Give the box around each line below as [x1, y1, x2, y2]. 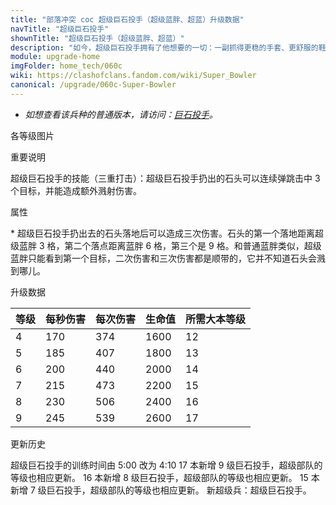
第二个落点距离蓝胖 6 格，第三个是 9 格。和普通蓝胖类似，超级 [64, 239, 322, 251]
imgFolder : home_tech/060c [10, 61, 123, 71]
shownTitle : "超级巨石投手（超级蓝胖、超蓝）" [10, 33, 185, 43]
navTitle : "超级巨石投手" [10, 24, 110, 34]
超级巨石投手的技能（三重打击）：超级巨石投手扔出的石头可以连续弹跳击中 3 [10, 172, 321, 184]
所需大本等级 [185, 312, 247, 326]
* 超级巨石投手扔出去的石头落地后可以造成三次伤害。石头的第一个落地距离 [10, 227, 315, 239]
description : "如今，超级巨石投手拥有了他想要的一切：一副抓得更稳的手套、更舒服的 [10, 42, 319, 53]
